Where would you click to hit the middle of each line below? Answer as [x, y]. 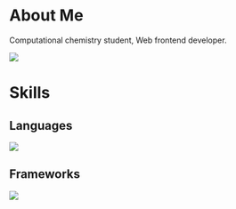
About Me [46, 16]
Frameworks [45, 174]
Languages [41, 125]
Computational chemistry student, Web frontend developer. [118, 40]
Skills [30, 93]
